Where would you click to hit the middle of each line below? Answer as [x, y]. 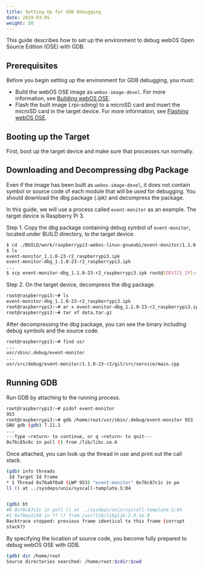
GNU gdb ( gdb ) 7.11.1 [34, 426]
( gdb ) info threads [31, 471]
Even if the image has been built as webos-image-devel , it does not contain [98, 184]
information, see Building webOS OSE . [63, 99]
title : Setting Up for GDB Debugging [54, 12]
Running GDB [32, 383]
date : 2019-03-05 [28, 18]
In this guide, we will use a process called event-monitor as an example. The [101, 209]
